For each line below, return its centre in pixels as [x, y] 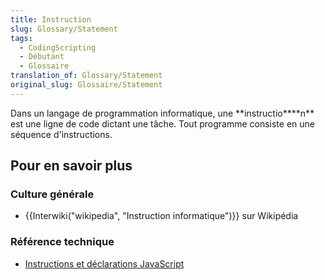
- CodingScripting [58, 47]
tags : [21, 38]
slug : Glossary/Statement [64, 29]
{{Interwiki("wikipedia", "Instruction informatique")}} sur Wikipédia [161, 216]
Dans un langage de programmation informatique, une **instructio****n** [162, 113]
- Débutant [42, 57]
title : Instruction [51, 19]
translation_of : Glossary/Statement [86, 76]
